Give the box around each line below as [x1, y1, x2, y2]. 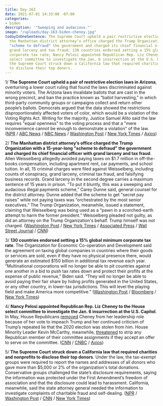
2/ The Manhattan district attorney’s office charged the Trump [5, 140, 133, 146]
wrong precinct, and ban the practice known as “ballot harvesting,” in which [5, 95, 157, 100]
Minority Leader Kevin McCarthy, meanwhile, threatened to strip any [5, 329, 142, 335]
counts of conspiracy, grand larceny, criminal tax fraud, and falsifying [5, 171, 144, 177]
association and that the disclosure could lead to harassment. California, [5, 380, 149, 386]
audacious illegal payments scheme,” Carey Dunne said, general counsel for [5, 186, 158, 192]
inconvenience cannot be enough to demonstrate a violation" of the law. [5, 126, 149, 131]
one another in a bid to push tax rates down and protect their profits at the [5, 268, 153, 274]
